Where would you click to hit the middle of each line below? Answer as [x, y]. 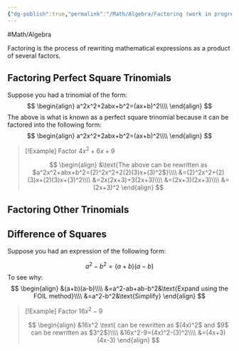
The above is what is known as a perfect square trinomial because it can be [118, 117]
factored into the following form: [54, 125]
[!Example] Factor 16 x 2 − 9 [64, 310]
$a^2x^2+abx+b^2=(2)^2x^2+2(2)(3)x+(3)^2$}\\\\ [104, 172]
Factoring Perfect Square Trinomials [90, 78]
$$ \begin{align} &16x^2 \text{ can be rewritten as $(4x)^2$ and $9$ [128, 325]
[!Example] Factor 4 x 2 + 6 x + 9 [70, 150]
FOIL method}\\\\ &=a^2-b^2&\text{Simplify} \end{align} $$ [119, 295]
